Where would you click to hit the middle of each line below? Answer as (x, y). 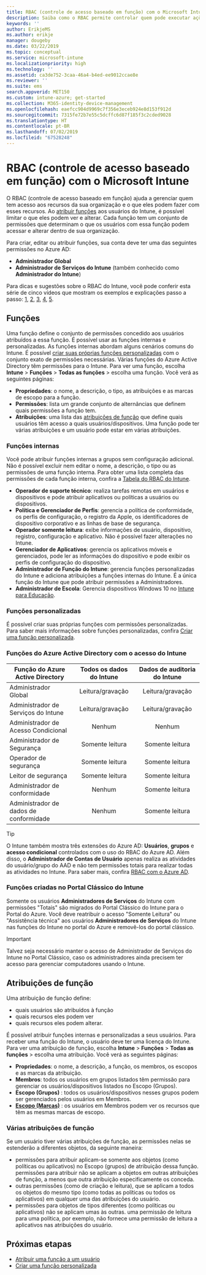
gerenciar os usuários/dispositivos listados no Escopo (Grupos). (96, 1086)
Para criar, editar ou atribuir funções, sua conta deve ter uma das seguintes (102, 243)
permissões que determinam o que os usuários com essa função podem (98, 224)
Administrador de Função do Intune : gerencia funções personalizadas (105, 569)
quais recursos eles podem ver (54, 1016)
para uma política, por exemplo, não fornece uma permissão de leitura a (106, 1218)
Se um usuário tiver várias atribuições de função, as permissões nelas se (99, 1141)
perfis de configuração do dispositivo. (63, 562)
